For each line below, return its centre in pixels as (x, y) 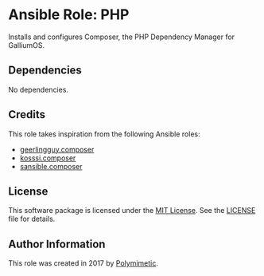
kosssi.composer (48, 158)
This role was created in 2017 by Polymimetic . (83, 263)
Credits (27, 114)
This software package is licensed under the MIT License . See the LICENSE (132, 211)
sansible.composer (51, 166)
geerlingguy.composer (57, 149)
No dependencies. (39, 89)
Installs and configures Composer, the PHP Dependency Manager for (122, 37)
